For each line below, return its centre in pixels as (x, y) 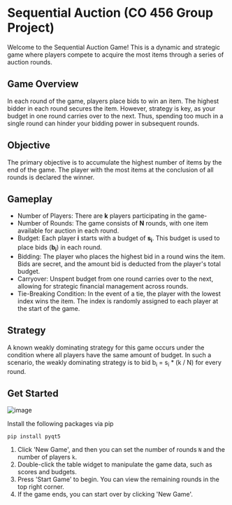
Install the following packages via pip (60, 424)
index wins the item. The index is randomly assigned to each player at (118, 301)
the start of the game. (49, 308)
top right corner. (41, 487)
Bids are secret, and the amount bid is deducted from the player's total (119, 263)
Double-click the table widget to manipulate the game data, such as (115, 464)
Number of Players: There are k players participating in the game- (112, 216)
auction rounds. (30, 62)
